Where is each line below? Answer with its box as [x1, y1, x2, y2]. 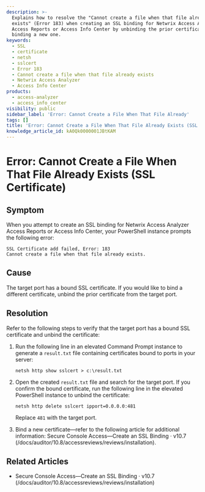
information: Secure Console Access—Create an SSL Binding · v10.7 [15, 432, 187, 439]
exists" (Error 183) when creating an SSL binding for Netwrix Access [12, 20, 195, 26]
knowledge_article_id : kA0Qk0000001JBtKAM [6, 128, 116, 134]
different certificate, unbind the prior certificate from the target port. [6, 290, 178, 298]
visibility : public [6, 105, 56, 112]
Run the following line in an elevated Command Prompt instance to [15, 343, 183, 350]
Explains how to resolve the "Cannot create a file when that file [12, 15, 187, 21]
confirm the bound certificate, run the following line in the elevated [15, 384, 183, 392]
